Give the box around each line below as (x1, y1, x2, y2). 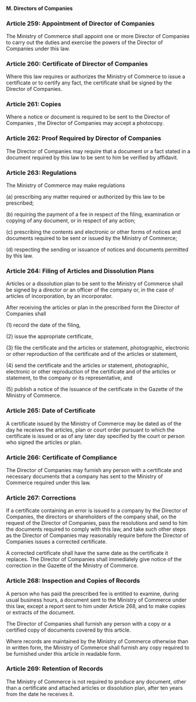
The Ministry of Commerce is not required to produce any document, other (6, 678, 187, 685)
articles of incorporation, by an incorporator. (6, 293, 113, 300)
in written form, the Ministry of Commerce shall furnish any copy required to (6, 644, 190, 651)
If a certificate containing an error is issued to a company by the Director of (6, 507, 188, 514)
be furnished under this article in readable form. (6, 650, 122, 657)
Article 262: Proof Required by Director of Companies (6, 134, 161, 143)
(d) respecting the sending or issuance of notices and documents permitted (6, 246, 189, 253)
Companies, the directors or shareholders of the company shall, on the (6, 513, 177, 520)
